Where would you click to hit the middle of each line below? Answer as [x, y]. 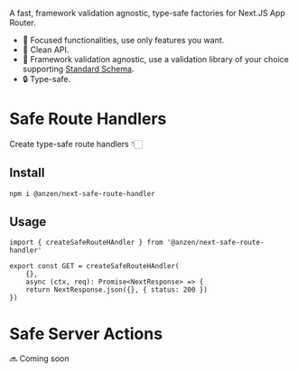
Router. [23, 23]
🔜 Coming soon [39, 359]
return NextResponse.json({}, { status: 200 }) [116, 290]
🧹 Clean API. [46, 50]
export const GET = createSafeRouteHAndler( [94, 266]
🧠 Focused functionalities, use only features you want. [123, 40]
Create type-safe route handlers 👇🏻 [76, 144]
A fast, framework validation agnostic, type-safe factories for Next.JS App [148, 13]
